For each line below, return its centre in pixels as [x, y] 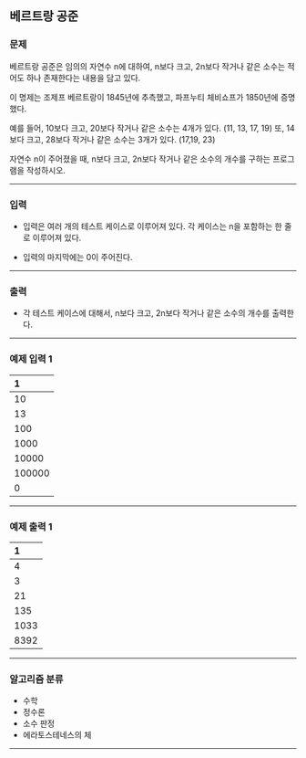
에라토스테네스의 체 [57, 735]
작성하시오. [46, 170]
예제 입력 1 [31, 359]
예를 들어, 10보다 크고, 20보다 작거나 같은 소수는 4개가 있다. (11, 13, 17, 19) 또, [147, 128]
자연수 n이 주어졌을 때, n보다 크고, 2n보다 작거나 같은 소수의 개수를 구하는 [140, 159]
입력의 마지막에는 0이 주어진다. [77, 257]
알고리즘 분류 [36, 679]
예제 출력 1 [31, 526]
